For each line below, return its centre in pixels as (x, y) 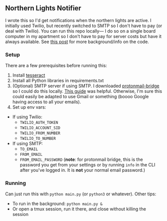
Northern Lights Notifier (43, 8)
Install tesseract (29, 75)
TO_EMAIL (29, 149)
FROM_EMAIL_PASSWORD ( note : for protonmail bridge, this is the (81, 159)
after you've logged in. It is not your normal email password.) (83, 170)
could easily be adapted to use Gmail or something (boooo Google (81, 97)
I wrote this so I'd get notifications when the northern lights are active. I (78, 20)
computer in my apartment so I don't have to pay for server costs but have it (83, 36)
